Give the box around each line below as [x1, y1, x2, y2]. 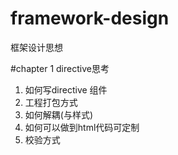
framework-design [10, 7, 170, 30]
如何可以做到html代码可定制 [24, 121, 140, 133]
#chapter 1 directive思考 [10, 62, 110, 74]
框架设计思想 [10, 41, 63, 53]
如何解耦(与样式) [24, 108, 94, 121]
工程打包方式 [24, 96, 78, 108]
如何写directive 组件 [24, 83, 108, 96]
